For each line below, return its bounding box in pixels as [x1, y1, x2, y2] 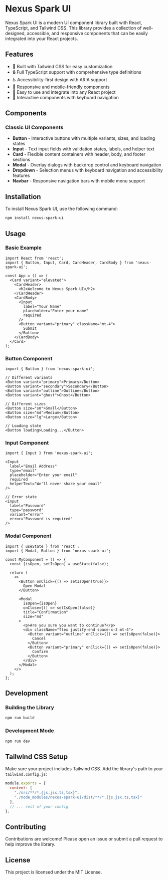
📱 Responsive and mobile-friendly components [12, 84, 110, 90]
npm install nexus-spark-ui [5, 215, 64, 221]
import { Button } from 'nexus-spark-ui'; [5, 366, 95, 371]
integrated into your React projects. [5, 36, 78, 42]
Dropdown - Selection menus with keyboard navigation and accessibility [12, 167, 163, 173]
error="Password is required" [10, 517, 73, 522]
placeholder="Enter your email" [10, 473, 78, 478]
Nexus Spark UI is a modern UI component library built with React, [5, 20, 142, 26]
